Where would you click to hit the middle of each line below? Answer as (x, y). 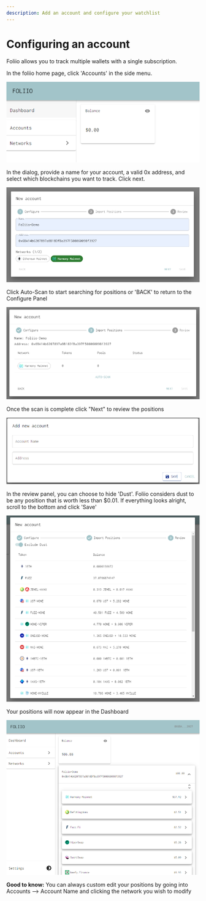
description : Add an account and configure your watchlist (83, 13)
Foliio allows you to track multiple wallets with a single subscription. (92, 61)
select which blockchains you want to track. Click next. (76, 179)
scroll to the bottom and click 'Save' (51, 507)
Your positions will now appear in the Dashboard (67, 711)
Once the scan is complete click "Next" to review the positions (85, 409)
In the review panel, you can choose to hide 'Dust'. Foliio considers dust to (100, 494)
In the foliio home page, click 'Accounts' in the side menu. (79, 73)
